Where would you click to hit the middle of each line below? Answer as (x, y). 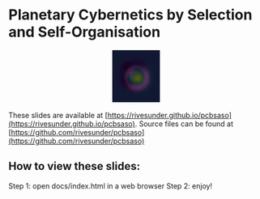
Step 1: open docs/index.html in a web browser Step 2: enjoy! (111, 186)
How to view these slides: (75, 166)
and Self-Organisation (84, 32)
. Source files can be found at (184, 124)
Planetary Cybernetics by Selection (130, 15)
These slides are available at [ (58, 115)
